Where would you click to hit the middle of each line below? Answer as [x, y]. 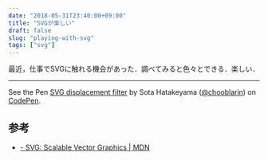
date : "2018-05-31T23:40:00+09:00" [67, 16]
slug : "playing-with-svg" [51, 38]
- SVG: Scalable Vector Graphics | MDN [85, 147]
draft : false [30, 30]
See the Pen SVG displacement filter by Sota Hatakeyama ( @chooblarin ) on [132, 92]
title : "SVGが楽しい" [42, 23]
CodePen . [25, 101]
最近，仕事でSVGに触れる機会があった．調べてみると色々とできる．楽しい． [134, 69]
